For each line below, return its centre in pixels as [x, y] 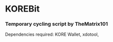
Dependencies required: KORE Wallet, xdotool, [52, 34]
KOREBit [23, 9]
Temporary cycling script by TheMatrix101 [56, 24]
